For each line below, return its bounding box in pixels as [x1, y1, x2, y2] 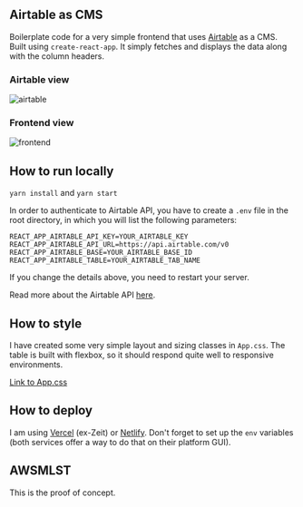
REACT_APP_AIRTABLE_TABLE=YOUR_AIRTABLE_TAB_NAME [9, 256, 201, 266]
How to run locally [9, 163, 114, 179]
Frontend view [9, 117, 74, 130]
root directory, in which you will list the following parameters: [9, 215, 238, 226]
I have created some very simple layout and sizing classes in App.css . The [9, 340, 286, 351]
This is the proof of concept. [9, 487, 116, 498]
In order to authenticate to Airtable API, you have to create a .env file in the [9, 205, 288, 216]
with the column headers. [9, 50, 105, 62]
